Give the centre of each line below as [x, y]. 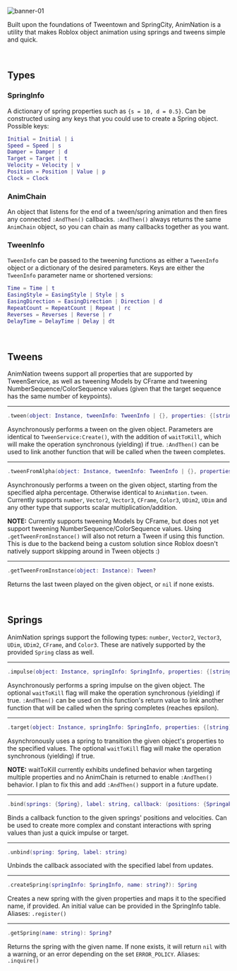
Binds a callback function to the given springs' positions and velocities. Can [117, 817]
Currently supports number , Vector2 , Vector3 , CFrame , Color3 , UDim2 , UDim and [117, 500]
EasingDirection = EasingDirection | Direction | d [85, 302]
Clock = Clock [28, 178]
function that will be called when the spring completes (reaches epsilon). [113, 708]
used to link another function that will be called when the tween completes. [116, 452]
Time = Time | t [31, 288]
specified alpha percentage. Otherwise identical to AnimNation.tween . [108, 493]
